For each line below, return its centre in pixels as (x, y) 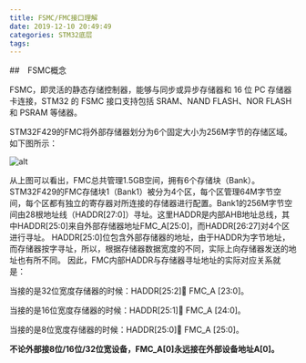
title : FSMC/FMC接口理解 (54, 18)
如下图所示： (33, 143)
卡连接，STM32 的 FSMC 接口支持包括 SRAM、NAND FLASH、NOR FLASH (151, 101)
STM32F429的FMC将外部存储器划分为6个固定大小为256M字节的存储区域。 (151, 132)
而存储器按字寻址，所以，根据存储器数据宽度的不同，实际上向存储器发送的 (149, 249)
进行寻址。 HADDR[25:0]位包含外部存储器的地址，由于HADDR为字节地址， (150, 237)
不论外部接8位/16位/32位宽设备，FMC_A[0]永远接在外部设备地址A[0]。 (144, 349)
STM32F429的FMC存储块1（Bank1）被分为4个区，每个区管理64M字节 (142, 192)
